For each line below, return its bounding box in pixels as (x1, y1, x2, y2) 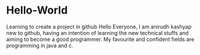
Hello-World (6, 4, 68, 17)
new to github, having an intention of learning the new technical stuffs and (6, 29, 189, 36)
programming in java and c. (6, 42, 73, 49)
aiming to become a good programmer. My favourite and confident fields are (6, 35, 195, 43)
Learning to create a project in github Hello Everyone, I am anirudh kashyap (6, 23, 192, 30)
